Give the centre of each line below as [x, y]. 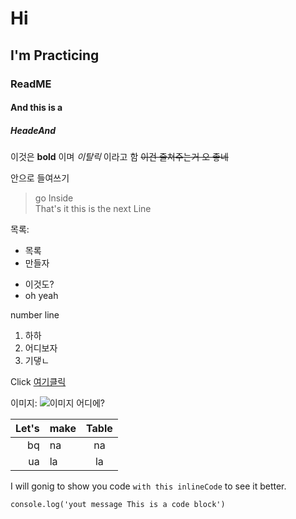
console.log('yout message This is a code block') [118, 505]
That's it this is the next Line [93, 209]
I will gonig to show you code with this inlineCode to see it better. [148, 486]
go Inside [54, 198]
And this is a [36, 108]
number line [35, 315]
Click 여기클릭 [38, 382]
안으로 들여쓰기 [40, 178]
